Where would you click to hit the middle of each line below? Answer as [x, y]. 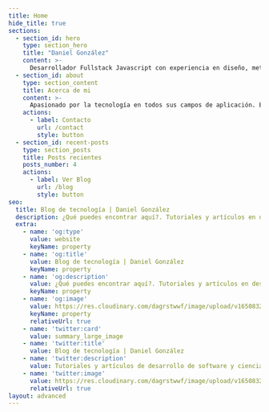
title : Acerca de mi [57, 90]
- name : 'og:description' [66, 277]
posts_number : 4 [50, 165]
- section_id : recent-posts [62, 142]
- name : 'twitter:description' [75, 359]
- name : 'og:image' [55, 299]
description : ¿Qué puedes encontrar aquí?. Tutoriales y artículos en [136, 217]
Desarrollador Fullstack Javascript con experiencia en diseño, [139, 68]
